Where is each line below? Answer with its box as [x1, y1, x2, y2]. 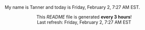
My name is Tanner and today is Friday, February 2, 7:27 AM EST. [5, 4, 140, 10]
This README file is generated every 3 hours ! [36, 14, 132, 19]
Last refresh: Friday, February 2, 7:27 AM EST [37, 19, 131, 25]
